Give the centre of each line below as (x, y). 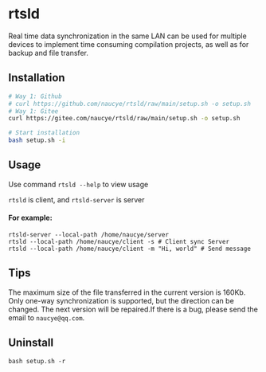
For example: (31, 218)
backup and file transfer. (49, 53)
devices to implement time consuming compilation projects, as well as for (129, 44)
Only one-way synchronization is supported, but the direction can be (121, 300)
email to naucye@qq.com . (47, 317)
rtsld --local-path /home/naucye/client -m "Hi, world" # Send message (129, 249)
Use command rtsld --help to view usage (78, 184)
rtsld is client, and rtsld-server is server (76, 199)
